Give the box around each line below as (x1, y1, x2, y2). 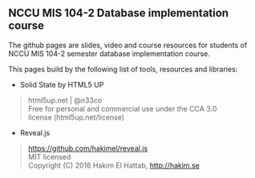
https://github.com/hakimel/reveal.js (27, 144, 148, 153)
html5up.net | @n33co (27, 95, 103, 105)
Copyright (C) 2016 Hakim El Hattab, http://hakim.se (27, 160, 200, 170)
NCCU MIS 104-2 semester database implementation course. (8, 48, 210, 59)
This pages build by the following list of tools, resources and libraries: (8, 64, 238, 74)
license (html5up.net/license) (27, 112, 125, 122)
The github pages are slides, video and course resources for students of (8, 40, 248, 50)
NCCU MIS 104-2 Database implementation (8, 6, 229, 20)
